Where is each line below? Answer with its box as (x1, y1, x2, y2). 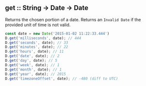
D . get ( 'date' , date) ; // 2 (5, 54, 60, 58)
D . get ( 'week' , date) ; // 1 (5, 62, 60, 67)
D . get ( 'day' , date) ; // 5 (5, 58, 57, 63)
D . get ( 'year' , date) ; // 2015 (5, 72, 66, 76)
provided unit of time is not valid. (5, 22, 71, 28)
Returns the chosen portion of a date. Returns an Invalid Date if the (5, 16, 142, 22)
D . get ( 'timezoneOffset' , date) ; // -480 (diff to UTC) (5, 76, 118, 81)
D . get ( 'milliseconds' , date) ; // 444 (5, 36, 81, 41)
